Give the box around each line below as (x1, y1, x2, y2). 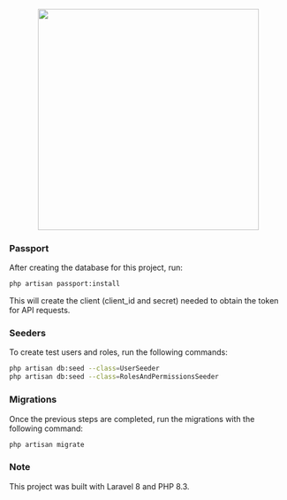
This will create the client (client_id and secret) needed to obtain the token (9, 296, 279, 306)
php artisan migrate (9, 440, 86, 449)
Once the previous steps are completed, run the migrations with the (9, 413, 255, 424)
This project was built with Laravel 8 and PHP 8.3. (9, 481, 190, 491)
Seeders (9, 327, 47, 340)
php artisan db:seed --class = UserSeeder (9, 364, 161, 373)
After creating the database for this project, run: (9, 262, 184, 273)
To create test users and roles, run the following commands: (9, 347, 228, 358)
